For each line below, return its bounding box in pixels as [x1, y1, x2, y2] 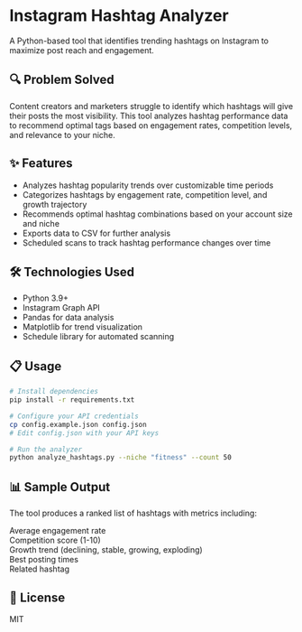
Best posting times [9, 554, 79, 565]
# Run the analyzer [9, 444, 83, 454]
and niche [22, 218, 60, 228]
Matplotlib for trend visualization [22, 321, 142, 332]
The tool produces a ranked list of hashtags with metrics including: [9, 507, 257, 519]
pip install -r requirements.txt [9, 395, 135, 404]
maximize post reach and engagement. [9, 44, 155, 55]
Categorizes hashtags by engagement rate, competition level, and [22, 189, 268, 200]
